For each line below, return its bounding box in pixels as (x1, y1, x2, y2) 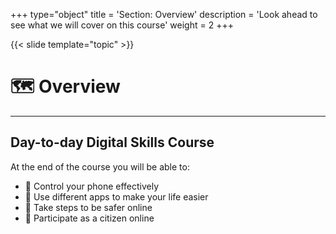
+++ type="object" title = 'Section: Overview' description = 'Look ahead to (10, 9, 318, 20)
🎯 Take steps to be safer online (24, 201, 153, 213)
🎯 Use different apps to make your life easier (24, 190, 209, 203)
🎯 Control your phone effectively (24, 180, 160, 192)
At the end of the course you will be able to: (10, 160, 190, 173)
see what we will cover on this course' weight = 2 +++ (10, 19, 234, 31)
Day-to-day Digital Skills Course (10, 134, 215, 151)
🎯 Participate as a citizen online (24, 212, 155, 224)
